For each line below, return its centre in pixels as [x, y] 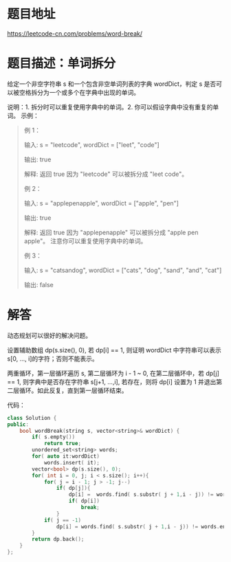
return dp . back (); [58, 539]
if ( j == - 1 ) [62, 520]
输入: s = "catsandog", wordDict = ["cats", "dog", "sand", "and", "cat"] [123, 270]
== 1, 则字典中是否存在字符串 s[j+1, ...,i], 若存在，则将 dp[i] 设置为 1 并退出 [112, 381]
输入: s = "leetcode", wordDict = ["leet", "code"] [91, 144]
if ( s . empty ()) [54, 437]
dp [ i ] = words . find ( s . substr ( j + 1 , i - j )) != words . [138, 526]
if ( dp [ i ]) [84, 501]
